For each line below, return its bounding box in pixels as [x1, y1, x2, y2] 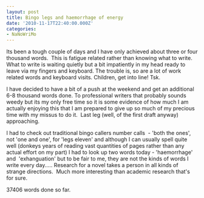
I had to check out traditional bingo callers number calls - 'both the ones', [6, 130, 191, 137]
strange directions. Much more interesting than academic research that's [6, 168, 190, 176]
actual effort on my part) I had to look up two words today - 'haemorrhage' [6, 149, 193, 156]
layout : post [6, 8, 39, 15]
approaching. [6, 117, 39, 125]
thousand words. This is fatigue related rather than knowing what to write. [6, 54, 192, 62]
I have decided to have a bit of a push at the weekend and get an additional [6, 85, 194, 93]
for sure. [6, 174, 28, 182]
